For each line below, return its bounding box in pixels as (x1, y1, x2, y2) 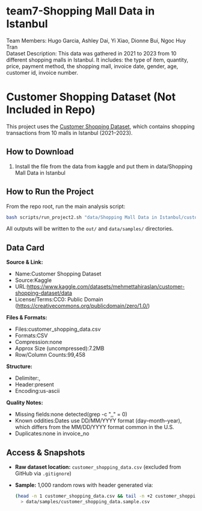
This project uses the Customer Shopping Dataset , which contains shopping (6, 122, 195, 130)
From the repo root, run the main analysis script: (6, 202, 126, 210)
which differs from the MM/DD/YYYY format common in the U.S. (14, 424, 174, 431)
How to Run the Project (6, 187, 94, 197)
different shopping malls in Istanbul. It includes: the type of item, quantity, (6, 56, 188, 63)
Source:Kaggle (14, 277, 52, 284)
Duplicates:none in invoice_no (14, 430, 90, 437)
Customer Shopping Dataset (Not (6, 90, 176, 104)
